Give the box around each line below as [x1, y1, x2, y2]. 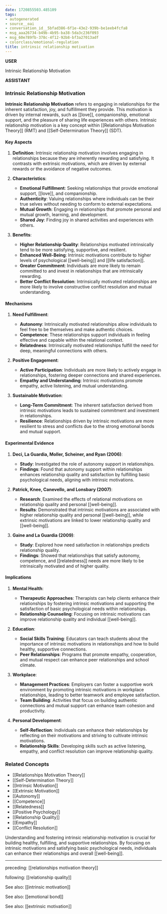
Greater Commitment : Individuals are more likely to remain [19, 262, 141, 269]
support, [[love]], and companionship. [19, 190, 98, 197]
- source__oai [5, 21, 35, 26]
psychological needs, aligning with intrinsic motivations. [19, 477, 135, 483]
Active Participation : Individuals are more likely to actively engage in [19, 367, 162, 373]
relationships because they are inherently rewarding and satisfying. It [12, 155, 154, 161]
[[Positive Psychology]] [12, 809, 61, 815]
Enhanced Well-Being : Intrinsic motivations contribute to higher [19, 252, 152, 258]
